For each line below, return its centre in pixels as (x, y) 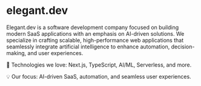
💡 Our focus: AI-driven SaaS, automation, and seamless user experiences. (99, 76)
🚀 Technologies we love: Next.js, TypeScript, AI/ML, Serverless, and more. (99, 65)
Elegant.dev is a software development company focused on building (93, 27)
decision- (183, 47)
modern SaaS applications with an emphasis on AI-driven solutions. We (95, 33)
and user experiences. (55, 53)
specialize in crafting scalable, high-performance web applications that (95, 40)
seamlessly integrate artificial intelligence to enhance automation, (88, 47)
